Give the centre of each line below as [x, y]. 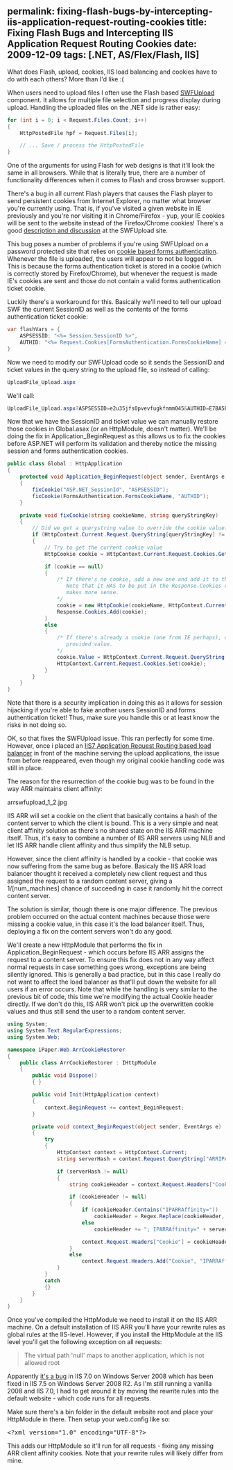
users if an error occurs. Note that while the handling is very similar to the [112, 989]
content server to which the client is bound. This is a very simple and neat [113, 823]
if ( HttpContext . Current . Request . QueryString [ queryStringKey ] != [129, 535]
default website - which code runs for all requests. [79, 1398]
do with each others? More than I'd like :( [66, 79]
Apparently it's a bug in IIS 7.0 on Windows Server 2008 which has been [110, 1376]
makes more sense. [93, 593]
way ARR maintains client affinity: [55, 789]
